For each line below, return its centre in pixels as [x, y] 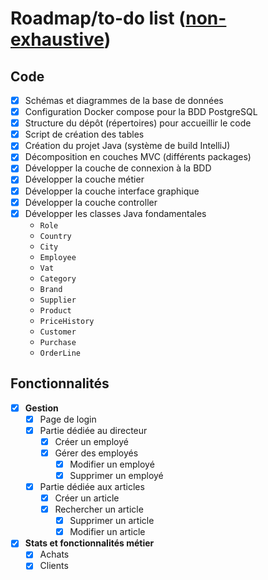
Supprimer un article [112, 521]
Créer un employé [91, 441]
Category [58, 278]
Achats [54, 554]
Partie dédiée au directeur [93, 430]
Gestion [41, 408]
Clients [54, 566]
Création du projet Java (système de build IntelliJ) [127, 146]
